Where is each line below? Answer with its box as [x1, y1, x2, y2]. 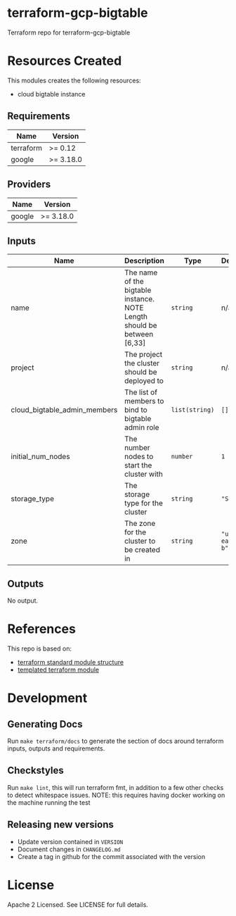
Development [7, 690, 88, 706]
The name [124, 268, 158, 277]
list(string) [171, 406, 215, 414]
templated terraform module [17, 665, 100, 674]
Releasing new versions [7, 819, 114, 831]
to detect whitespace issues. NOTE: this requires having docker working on [7, 791, 225, 799]
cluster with [124, 470, 164, 479]
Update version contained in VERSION [17, 837, 124, 846]
